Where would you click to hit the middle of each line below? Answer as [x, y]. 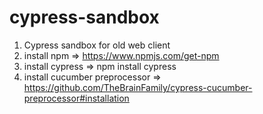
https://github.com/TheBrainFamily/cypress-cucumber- [138, 87]
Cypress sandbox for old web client [97, 45]
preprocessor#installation [76, 98]
